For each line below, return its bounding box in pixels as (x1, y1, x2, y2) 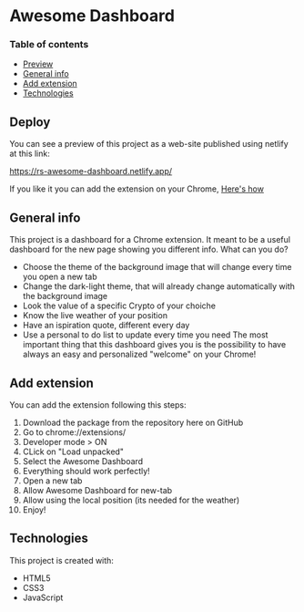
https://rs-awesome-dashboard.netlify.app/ (9, 166, 173, 177)
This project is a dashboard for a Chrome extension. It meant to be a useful (9, 234, 291, 245)
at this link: (9, 148, 50, 160)
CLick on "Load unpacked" (22, 446, 125, 457)
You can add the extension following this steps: (9, 399, 187, 410)
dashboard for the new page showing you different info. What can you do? (9, 244, 289, 255)
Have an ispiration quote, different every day (22, 320, 190, 331)
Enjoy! (22, 503, 46, 515)
